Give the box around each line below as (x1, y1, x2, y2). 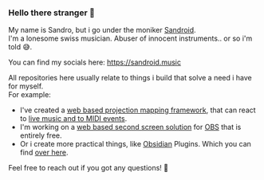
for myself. (8, 81, 44, 91)
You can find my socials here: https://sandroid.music (8, 57, 182, 67)
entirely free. (19, 131, 62, 140)
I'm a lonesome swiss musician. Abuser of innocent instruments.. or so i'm (8, 33, 253, 43)
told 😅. (8, 42, 33, 52)
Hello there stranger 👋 (8, 7, 96, 18)
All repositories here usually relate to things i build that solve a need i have (8, 73, 253, 83)
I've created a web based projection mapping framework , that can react (19, 105, 257, 115)
